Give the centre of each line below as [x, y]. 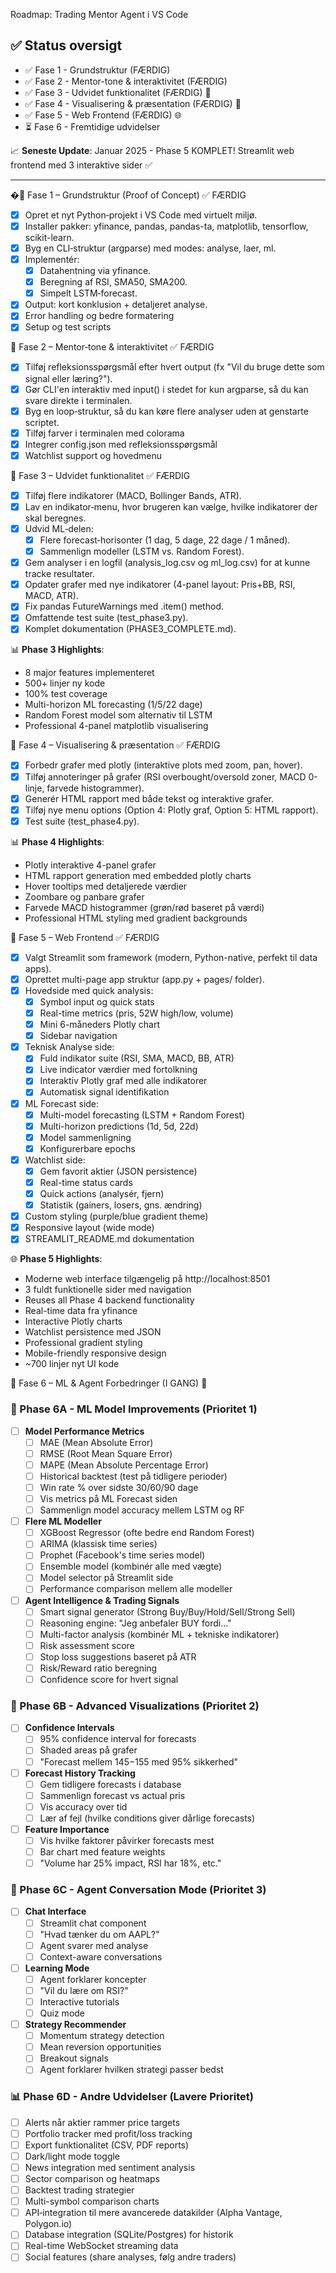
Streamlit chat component [93, 1923]
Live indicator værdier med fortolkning [118, 1070]
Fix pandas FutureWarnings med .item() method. [124, 606]
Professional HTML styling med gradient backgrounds [136, 918]
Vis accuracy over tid [83, 1806]
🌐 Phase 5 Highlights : [56, 1259]
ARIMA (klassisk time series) [98, 1544]
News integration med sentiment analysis [110, 2167]
